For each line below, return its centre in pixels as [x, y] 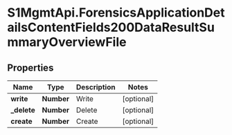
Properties [30, 67]
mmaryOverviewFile [67, 42]
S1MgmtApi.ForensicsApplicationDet [116, 13]
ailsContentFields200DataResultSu [111, 27]
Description [96, 87]
